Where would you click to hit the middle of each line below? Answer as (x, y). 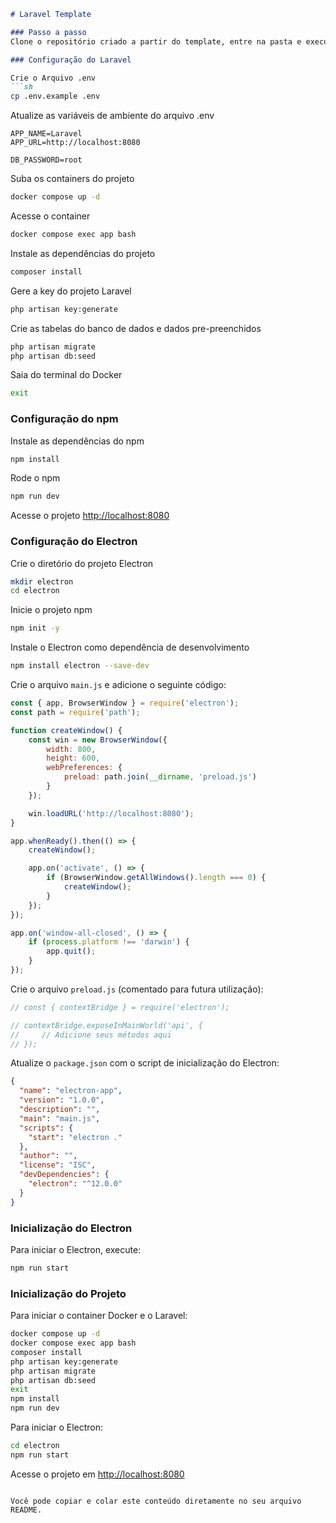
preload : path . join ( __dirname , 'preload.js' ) (160, 777)
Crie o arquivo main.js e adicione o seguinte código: (118, 685)
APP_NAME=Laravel (46, 134)
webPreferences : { (84, 768)
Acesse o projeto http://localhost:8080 (90, 516)
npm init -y (35, 628)
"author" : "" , (48, 1156)
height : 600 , (73, 758)
